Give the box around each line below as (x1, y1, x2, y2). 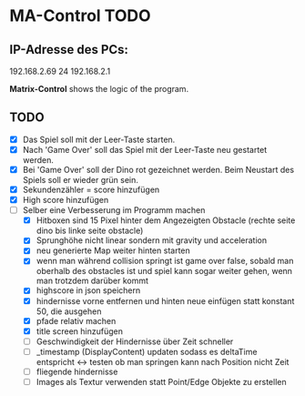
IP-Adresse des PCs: (9, 42, 129, 57)
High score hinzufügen (22, 195, 109, 206)
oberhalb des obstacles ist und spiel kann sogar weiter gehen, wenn (36, 266, 293, 277)
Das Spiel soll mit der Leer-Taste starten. (22, 134, 176, 145)
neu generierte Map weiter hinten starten (36, 245, 191, 256)
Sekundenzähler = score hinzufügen (22, 184, 160, 195)
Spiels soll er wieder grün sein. (22, 175, 139, 185)
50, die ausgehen (36, 306, 102, 317)
